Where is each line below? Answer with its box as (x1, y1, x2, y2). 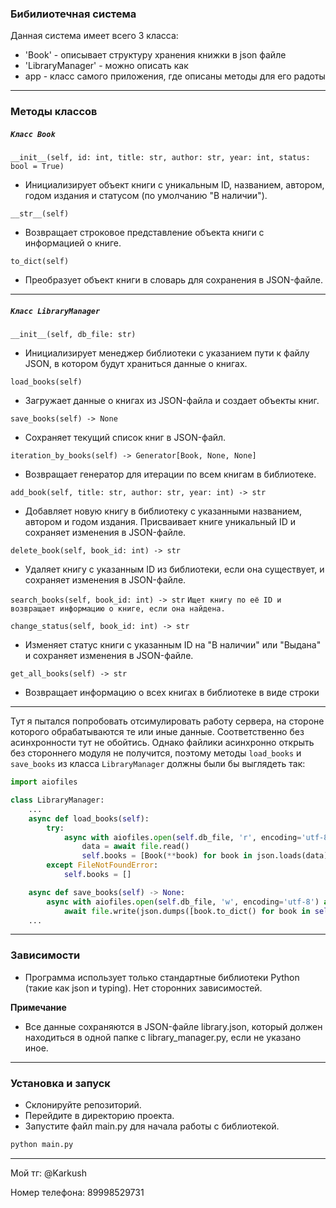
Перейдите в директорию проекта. (24, 1110, 175, 1121)
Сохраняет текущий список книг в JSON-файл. (24, 432, 227, 444)
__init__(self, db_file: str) (10, 330, 137, 340)
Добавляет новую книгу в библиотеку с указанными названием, (24, 505, 302, 517)
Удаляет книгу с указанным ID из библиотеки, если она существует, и (24, 563, 325, 576)
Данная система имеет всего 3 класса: (10, 30, 179, 42)
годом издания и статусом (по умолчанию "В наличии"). (24, 190, 268, 202)
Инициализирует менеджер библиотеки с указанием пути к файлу (24, 347, 310, 359)
